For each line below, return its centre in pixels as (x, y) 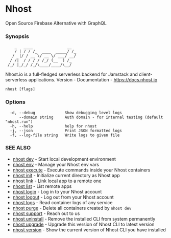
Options (15, 102)
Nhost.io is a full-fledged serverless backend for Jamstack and (71, 74)
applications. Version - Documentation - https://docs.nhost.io (93, 80)
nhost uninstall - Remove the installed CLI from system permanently (84, 219)
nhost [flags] (20, 89)
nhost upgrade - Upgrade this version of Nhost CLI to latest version (83, 224)
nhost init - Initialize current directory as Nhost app (66, 175)
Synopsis (17, 36)
